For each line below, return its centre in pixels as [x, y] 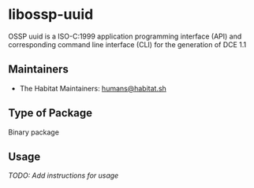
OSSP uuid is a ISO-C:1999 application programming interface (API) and [125, 36]
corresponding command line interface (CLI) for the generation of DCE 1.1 [127, 44]
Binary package [34, 132]
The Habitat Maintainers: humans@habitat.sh [93, 88]
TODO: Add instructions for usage [64, 175]
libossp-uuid [51, 15]
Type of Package [50, 113]
